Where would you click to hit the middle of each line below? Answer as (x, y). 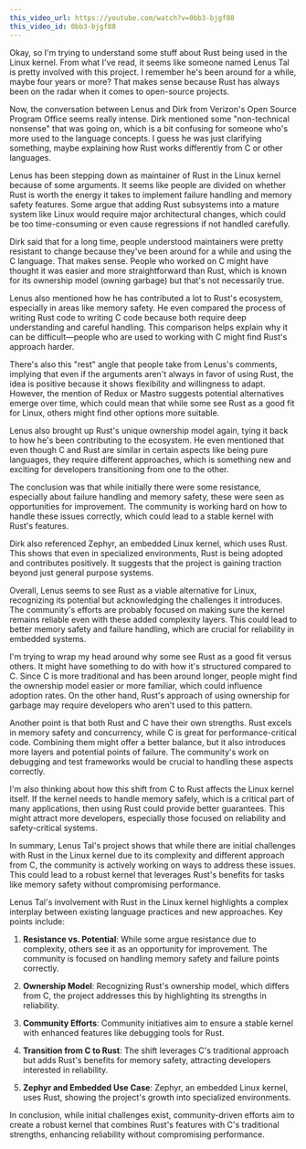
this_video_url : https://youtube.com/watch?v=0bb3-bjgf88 (122, 18)
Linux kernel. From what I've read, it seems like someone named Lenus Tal (149, 62)
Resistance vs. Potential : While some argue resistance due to (139, 939)
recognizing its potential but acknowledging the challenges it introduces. (146, 600)
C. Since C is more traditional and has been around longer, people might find (153, 676)
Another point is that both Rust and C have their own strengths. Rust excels (151, 722)
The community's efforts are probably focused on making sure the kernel (147, 609)
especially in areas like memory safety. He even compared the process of (148, 308)
